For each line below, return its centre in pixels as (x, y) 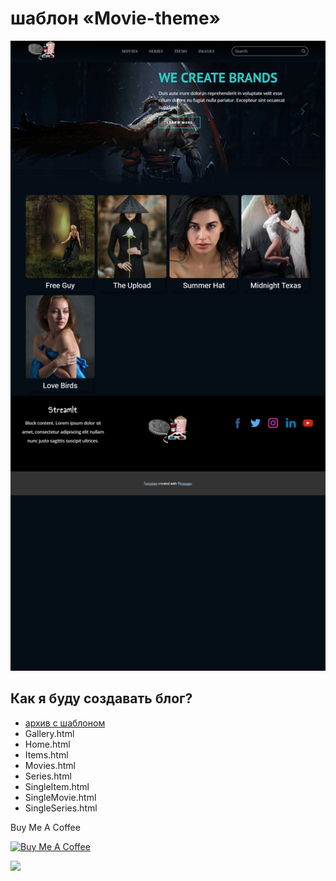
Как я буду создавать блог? (101, 698)
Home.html (47, 744)
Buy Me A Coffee (45, 827)
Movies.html (50, 765)
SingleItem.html (57, 786)
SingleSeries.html (61, 808)
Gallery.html (49, 733)
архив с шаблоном (65, 723)
